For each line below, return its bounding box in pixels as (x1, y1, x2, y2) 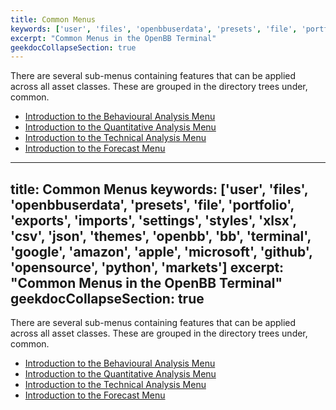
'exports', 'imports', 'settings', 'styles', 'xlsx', (10, 212, 297, 229)
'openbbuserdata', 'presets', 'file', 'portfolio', (10, 196, 295, 213)
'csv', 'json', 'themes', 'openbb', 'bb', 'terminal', (10, 227, 312, 245)
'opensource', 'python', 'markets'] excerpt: (10, 259, 285, 276)
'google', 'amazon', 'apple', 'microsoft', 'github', (10, 243, 313, 260)
